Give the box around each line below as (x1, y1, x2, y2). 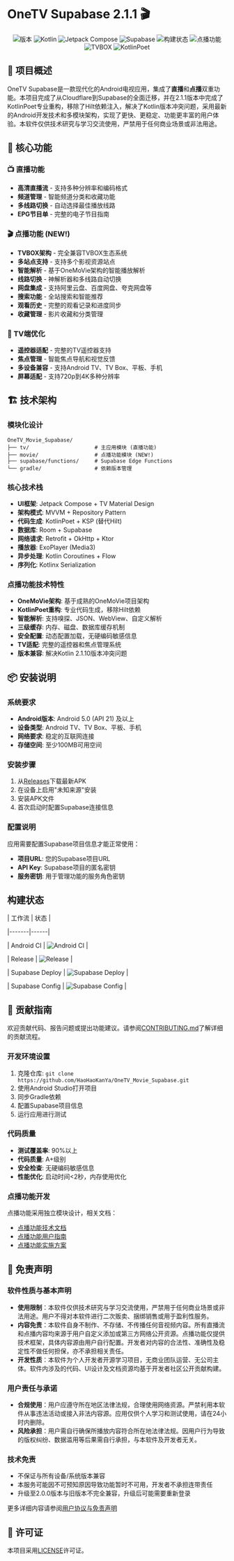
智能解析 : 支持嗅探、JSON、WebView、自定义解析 (17, 614, 162, 622)
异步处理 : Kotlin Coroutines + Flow (17, 552, 116, 560)
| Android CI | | (7, 941, 88, 950)
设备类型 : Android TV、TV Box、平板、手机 (17, 724, 141, 731)
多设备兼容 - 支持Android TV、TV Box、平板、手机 (17, 364, 163, 372)
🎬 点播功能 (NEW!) (7, 229, 70, 239)
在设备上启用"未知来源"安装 (17, 786, 97, 794)
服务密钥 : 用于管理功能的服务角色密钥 (17, 872, 125, 880)
